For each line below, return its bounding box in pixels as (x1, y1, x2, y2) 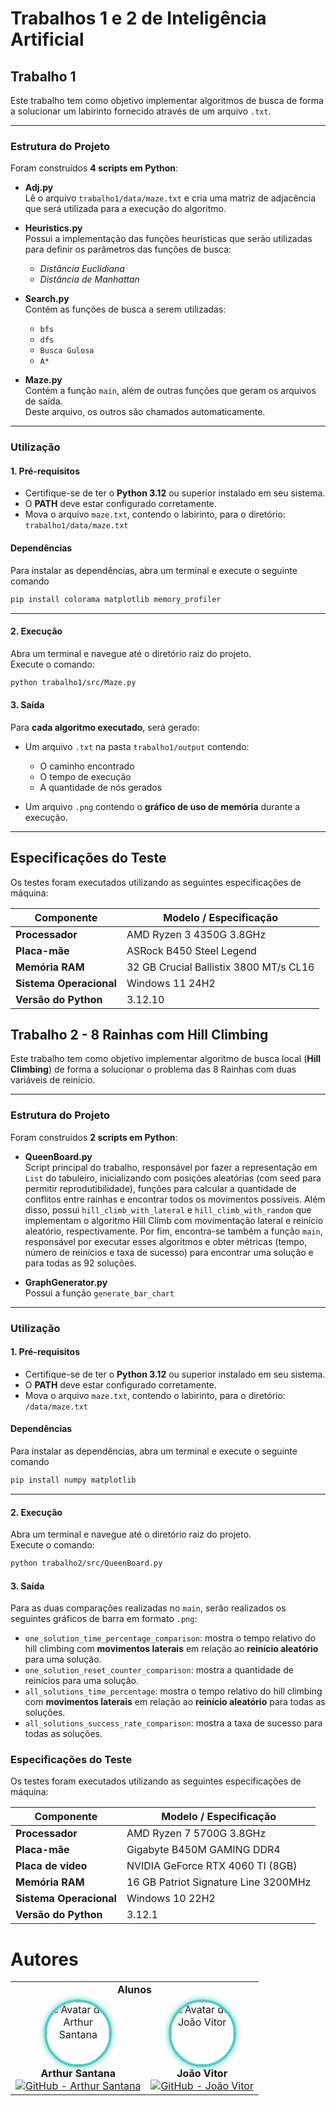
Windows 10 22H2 (126, 1892, 216, 1906)
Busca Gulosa (39, 346, 95, 356)
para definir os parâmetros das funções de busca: (24, 243, 232, 256)
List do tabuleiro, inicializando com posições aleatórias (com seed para (24, 1172, 322, 1184)
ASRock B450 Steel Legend (126, 943, 257, 957)
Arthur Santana (40, 2067, 116, 2081)
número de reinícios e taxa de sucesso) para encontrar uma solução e (24, 1246, 314, 1258)
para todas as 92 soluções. (24, 1257, 137, 1269)
